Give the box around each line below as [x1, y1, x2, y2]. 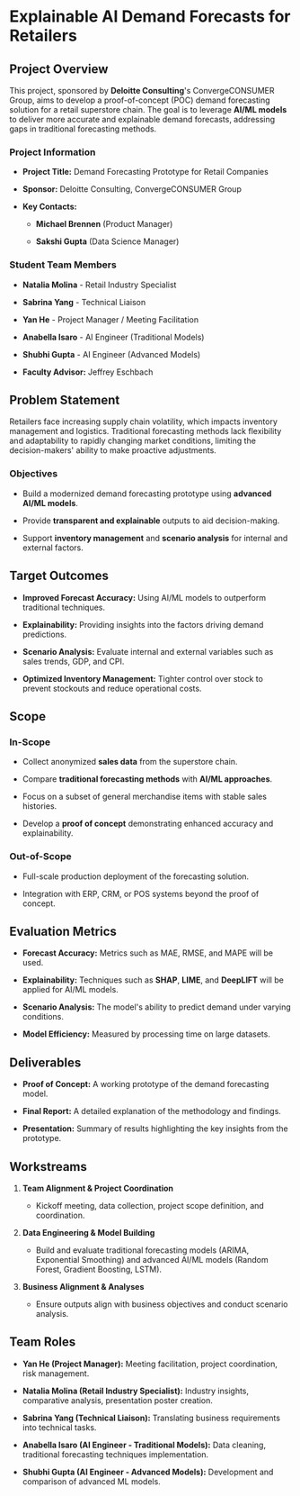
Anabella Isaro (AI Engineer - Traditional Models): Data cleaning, [22, 1439, 267, 1450]
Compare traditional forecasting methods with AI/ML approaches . [22, 774, 273, 784]
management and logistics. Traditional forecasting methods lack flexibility [9, 426, 282, 437]
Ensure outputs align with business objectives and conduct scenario [35, 1299, 288, 1310]
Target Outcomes [9, 568, 110, 584]
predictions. [22, 629, 67, 639]
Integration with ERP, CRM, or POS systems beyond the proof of [22, 888, 260, 899]
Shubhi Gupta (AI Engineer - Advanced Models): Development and [22, 1466, 274, 1477]
